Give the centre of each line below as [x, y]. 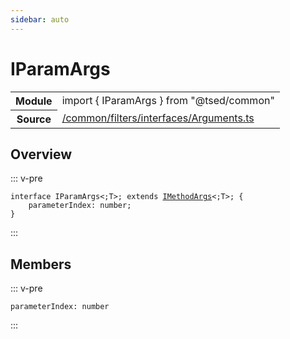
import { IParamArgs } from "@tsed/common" [168, 100]
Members [41, 264]
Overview [41, 154]
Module [34, 101]
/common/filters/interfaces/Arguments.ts [158, 118]
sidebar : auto [40, 19]
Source [34, 119]
